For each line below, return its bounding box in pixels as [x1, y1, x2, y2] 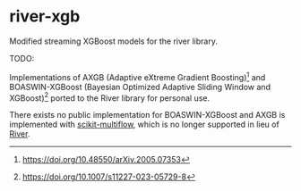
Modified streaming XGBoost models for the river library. [9, 36, 218, 46]
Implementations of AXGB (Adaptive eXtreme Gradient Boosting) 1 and [9, 70, 266, 82]
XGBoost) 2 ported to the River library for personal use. [9, 91, 211, 104]
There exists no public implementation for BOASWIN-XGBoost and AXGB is [9, 110, 286, 120]
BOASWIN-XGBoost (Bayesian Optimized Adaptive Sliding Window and [9, 81, 271, 92]
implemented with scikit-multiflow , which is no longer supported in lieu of [9, 119, 279, 130]
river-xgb [9, 6, 81, 27]
